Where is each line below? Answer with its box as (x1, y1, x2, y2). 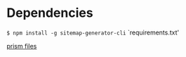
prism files (6, 42, 37, 50)
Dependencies (6, 5, 93, 21)
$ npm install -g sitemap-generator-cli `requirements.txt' (6, 28, 180, 37)
